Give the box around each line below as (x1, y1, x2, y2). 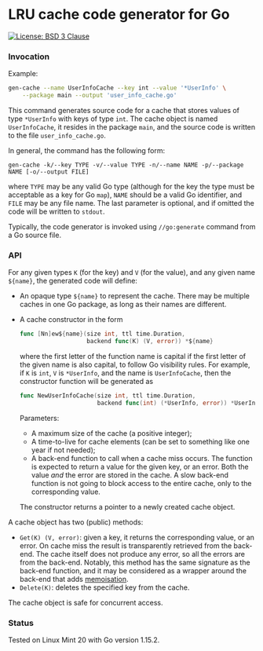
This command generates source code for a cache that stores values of (8, 105, 240, 115)
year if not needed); (31, 445, 96, 455)
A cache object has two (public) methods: (8, 517, 144, 527)
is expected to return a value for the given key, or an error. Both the (31, 462, 249, 471)
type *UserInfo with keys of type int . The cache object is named (8, 114, 218, 123)
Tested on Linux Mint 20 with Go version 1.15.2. (8, 635, 160, 645)
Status (8, 617, 34, 628)
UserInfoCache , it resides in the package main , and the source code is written (8, 122, 256, 131)
